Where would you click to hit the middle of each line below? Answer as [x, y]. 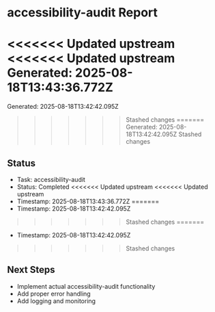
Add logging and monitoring [56, 301]
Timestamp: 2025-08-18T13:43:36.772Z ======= [88, 201]
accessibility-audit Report [83, 13]
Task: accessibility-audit [51, 179]
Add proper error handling [54, 294]
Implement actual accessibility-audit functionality [86, 286]
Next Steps [31, 270]
